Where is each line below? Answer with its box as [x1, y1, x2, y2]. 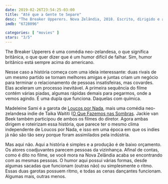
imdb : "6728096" [5, 21, 39, 26]
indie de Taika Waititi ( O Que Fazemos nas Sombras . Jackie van [27, 110, 158, 116]
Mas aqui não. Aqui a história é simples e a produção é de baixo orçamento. [5, 141, 161, 147]
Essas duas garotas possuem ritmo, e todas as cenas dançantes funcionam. [5, 168, 162, 174]
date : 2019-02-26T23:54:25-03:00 [5, 7, 75, 12]
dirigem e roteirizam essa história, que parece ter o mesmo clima [5, 121, 139, 127]
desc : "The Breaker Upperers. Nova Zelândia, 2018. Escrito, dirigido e [5, 16, 160, 21]
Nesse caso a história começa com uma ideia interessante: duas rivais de [5, 69, 156, 75]
